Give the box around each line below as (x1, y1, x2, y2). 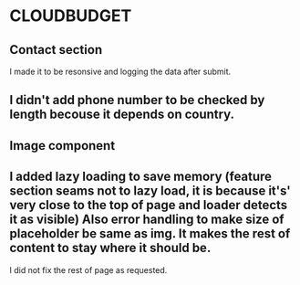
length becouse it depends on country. (9, 107, 235, 122)
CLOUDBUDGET (9, 5, 132, 26)
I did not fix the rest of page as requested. (9, 264, 168, 275)
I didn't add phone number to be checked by (9, 92, 265, 108)
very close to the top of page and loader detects (9, 197, 288, 213)
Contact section (9, 42, 103, 58)
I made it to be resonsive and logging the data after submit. (9, 66, 232, 77)
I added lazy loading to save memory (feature (9, 169, 272, 185)
